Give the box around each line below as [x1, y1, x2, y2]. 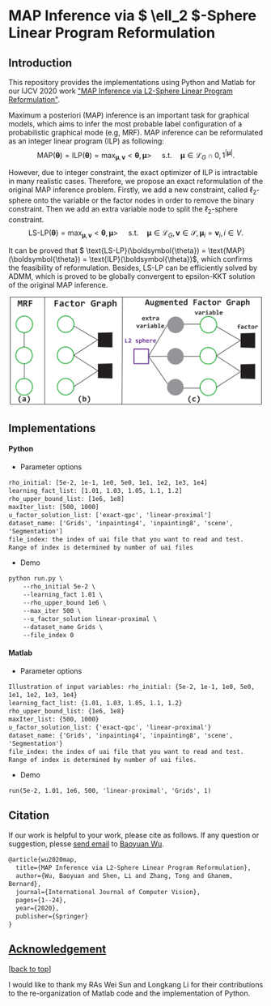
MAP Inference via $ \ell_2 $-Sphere [8, 6, 257, 25]
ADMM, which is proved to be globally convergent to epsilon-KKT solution [8, 271, 256, 281]
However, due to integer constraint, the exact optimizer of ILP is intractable [8, 168, 258, 178]
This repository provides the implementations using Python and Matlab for [8, 78, 256, 87]
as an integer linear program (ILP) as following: [8, 136, 164, 146]
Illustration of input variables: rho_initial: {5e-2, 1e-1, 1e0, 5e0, [8, 683, 255, 691]
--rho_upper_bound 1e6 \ [23, 598, 107, 606]
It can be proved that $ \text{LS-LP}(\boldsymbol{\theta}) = [8, 246, 206, 255]
